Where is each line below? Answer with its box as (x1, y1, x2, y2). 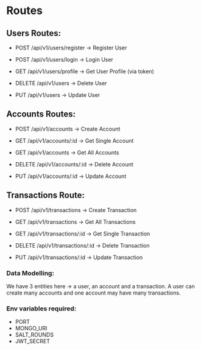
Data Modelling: (6, 269, 55, 277)
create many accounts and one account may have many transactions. (6, 289, 181, 296)
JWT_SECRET (15, 338, 51, 345)
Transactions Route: (6, 190, 85, 201)
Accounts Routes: (6, 109, 76, 120)
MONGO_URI (15, 324, 48, 332)
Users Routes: (6, 28, 62, 38)
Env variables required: (6, 304, 77, 313)
